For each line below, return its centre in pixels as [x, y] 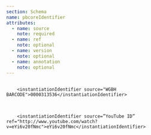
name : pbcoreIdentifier [36, 17]
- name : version [32, 51]
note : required [36, 34]
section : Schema [26, 12]
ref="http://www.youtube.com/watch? [52, 122]
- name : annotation [36, 62]
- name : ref [27, 39]
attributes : [21, 23]
